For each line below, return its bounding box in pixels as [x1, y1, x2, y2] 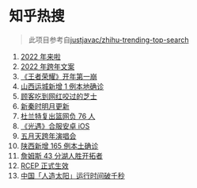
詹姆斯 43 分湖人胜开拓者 [20, 151, 104, 160]
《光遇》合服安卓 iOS [20, 121, 90, 131]
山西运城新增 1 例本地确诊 [20, 81, 104, 91]
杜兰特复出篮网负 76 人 [20, 111, 96, 121]
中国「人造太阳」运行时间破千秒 [20, 171, 125, 180]
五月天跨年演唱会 [20, 131, 77, 140]
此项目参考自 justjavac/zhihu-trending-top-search [28, 35, 189, 44]
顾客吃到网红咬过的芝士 [20, 91, 97, 101]
